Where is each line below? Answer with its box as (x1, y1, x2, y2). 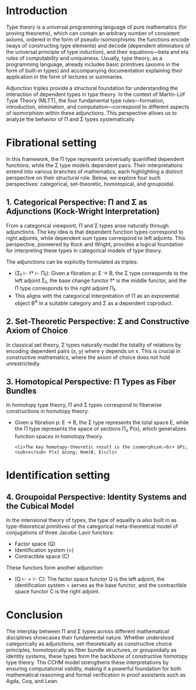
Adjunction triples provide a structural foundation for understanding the (6, 84, 178, 91)
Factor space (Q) (14, 540, 56, 548)
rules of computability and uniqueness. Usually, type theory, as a (6, 54, 163, 61)
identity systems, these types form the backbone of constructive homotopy (6, 653, 188, 660)
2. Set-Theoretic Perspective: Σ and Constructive (6, 317, 190, 327)
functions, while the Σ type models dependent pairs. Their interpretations (6, 162, 183, 169)
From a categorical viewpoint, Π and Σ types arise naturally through (6, 222, 169, 229)
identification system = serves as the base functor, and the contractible (14, 582, 187, 589)
